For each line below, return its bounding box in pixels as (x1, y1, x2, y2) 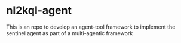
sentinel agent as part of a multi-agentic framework (6, 29, 133, 36)
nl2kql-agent (6, 4, 72, 17)
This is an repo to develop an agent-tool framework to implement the (6, 23, 176, 30)
